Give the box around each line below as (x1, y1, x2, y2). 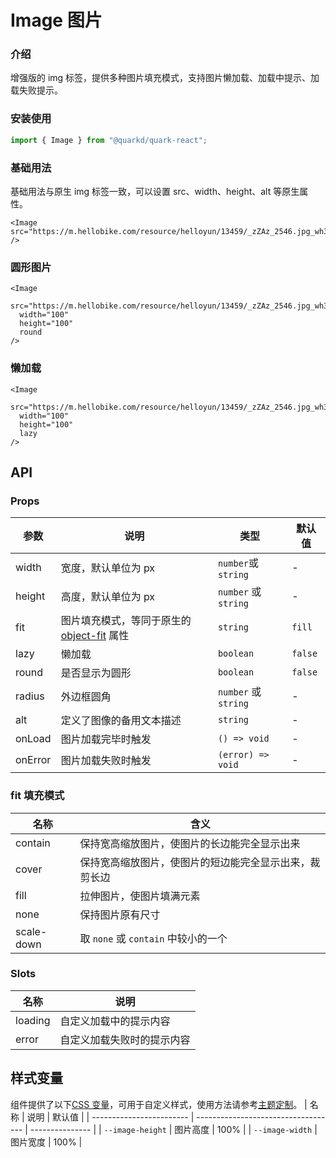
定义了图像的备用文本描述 (60, 714, 182, 728)
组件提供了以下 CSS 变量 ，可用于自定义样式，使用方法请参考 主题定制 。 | (10, 1098, 308, 1110)
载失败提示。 (10, 84, 63, 96)
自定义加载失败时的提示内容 (59, 1032, 191, 1046)
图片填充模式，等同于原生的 (60, 614, 192, 628)
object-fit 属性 (60, 629, 130, 643)
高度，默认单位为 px (60, 590, 156, 604)
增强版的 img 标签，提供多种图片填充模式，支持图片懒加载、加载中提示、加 (10, 72, 320, 84)
